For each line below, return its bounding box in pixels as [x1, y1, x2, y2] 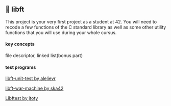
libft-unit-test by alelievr [5, 75, 56, 82]
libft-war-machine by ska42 [5, 85, 64, 92]
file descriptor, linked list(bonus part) [5, 52, 83, 59]
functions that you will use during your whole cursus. [5, 29, 117, 36]
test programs [5, 64, 36, 70]
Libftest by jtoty [5, 95, 38, 101]
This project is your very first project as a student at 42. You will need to [5, 18, 157, 24]
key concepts [5, 41, 35, 47]
